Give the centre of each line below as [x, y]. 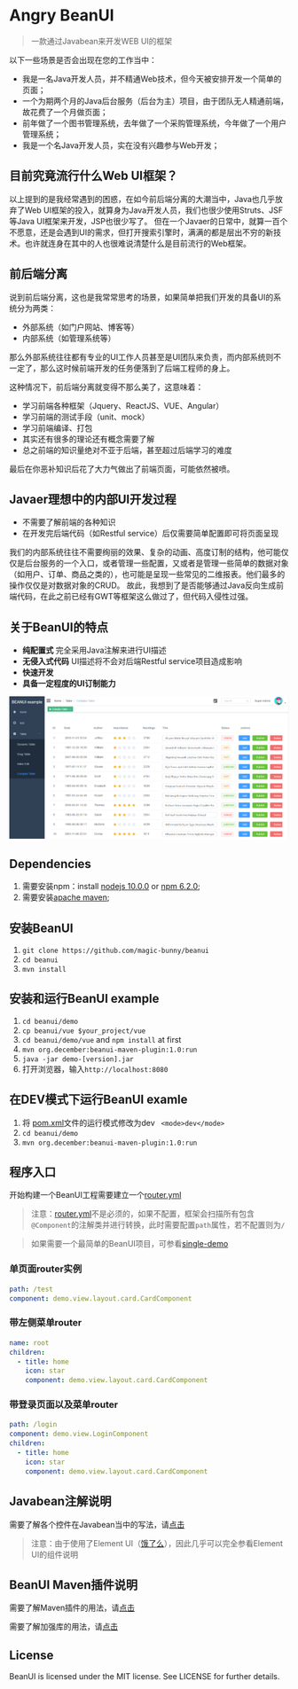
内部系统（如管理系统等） [69, 338]
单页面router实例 [46, 1269]
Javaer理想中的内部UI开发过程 [93, 499]
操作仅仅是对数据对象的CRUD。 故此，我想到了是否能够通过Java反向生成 [143, 585]
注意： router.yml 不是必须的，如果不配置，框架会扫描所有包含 [143, 1214]
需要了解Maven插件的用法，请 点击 [72, 1608]
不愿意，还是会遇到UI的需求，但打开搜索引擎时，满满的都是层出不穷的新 [141, 232]
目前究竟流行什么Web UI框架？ [94, 176]
